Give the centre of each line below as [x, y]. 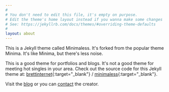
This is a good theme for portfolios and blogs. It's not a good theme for [80, 63]
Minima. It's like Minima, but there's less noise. [54, 53]
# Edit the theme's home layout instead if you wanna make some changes [84, 19]
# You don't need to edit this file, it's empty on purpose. [72, 15]
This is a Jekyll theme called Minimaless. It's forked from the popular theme [85, 48]
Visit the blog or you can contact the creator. [52, 84]
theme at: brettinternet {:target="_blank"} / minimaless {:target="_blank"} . [81, 74]
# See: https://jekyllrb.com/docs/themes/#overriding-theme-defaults [81, 24]
